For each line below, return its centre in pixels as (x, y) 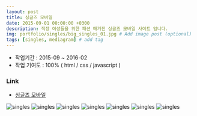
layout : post (23, 12)
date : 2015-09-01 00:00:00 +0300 (48, 23)
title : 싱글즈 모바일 (29, 17)
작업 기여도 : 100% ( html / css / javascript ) (68, 65)
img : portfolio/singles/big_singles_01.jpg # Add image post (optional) (99, 34)
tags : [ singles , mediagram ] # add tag (55, 40)
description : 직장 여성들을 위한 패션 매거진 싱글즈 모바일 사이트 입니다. (87, 29)
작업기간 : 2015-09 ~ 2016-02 (51, 57)
